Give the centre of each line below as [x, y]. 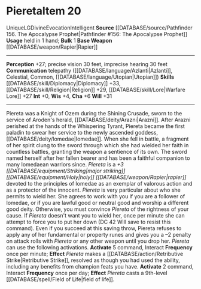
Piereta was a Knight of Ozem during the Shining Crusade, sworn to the [94, 113]
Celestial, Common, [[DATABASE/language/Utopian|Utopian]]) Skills [90, 77]
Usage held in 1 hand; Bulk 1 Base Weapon [59, 40]
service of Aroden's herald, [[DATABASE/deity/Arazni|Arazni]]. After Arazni [98, 120]
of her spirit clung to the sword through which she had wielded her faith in [98, 145]
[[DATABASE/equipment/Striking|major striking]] [66, 171]
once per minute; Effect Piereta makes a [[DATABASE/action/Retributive [95, 254]
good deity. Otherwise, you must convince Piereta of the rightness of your [98, 209]
